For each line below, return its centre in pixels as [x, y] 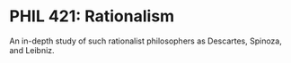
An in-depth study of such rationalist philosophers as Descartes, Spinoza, [146, 41]
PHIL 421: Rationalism [92, 16]
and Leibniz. [32, 50]
